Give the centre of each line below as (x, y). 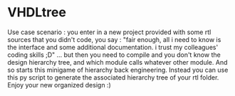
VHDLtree (37, 12)
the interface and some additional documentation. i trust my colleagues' (113, 47)
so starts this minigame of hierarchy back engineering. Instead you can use (118, 70)
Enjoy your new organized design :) (59, 85)
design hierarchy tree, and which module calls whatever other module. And (117, 62)
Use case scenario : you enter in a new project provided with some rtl (109, 32)
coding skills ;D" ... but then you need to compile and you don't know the (114, 55)
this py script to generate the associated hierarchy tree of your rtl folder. (113, 77)
